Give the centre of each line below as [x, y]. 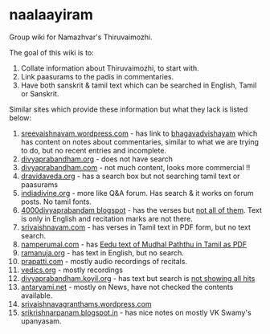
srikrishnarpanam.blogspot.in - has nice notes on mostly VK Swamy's [136, 312]
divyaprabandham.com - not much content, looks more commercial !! [135, 167]
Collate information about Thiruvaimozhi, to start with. [110, 68]
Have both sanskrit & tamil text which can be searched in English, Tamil [139, 85]
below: [20, 117]
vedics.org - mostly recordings [72, 270]
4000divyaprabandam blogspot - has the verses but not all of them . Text [141, 210]
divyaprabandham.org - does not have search [97, 159]
